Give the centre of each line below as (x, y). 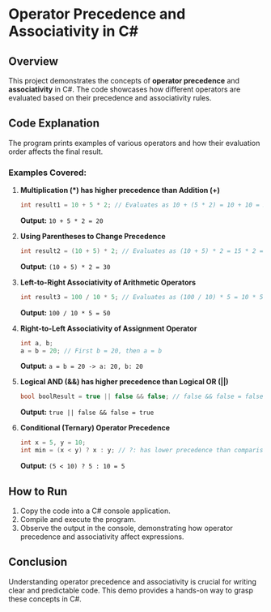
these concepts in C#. (45, 599)
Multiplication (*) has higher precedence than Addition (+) (120, 190)
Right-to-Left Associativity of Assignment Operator (108, 328)
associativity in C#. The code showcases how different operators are (125, 89)
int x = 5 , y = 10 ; (53, 443)
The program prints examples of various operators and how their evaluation (134, 143)
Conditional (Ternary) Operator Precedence (95, 428)
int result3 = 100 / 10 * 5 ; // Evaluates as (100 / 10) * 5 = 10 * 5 (142, 297)
